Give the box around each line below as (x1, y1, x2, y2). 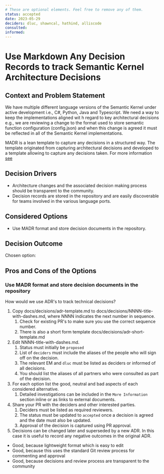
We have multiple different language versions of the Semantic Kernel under (5, 104, 157, 110)
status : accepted (5, 12, 41, 17)
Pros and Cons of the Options (5, 266, 96, 275)
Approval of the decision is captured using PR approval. (19, 423, 132, 428)
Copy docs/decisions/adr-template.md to (12, 308, 95, 314)
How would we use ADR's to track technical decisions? (5, 299, 116, 305)
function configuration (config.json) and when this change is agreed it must (5, 125, 158, 131)
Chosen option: (5, 253, 36, 259)
